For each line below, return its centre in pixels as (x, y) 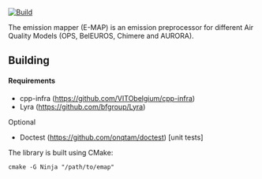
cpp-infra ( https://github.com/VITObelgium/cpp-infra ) (107, 98)
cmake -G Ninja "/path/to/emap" (61, 167)
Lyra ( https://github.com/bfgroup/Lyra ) (82, 106)
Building (29, 60)
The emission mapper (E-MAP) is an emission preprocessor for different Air (131, 27)
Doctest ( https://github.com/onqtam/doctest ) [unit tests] (111, 137)
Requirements (32, 80)
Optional (22, 121)
